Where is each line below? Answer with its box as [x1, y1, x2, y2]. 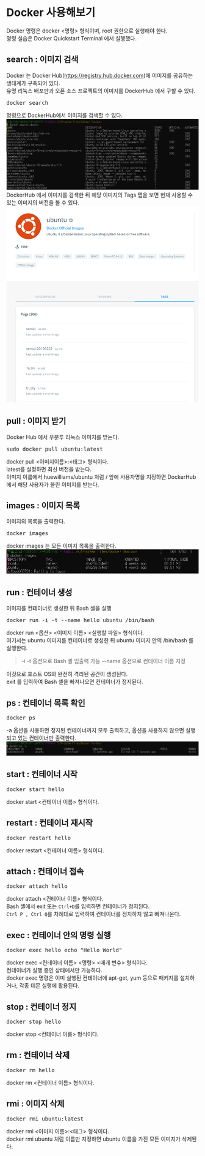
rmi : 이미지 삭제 [6, 1098, 65, 1109]
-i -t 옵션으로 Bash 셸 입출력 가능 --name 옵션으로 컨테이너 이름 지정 [21, 658, 186, 665]
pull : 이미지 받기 [6, 416, 67, 426]
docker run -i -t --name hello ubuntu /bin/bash [6, 617, 154, 624]
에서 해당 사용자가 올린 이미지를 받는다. [6, 481, 99, 488]
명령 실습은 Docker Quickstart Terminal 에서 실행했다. [6, 34, 137, 42]
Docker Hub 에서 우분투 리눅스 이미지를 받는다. [6, 433, 120, 441]
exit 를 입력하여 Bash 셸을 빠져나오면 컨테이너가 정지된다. [6, 678, 143, 686]
